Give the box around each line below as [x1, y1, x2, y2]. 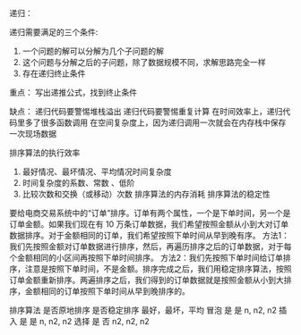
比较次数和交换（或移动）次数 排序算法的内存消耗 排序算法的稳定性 [21, 188, 271, 199]
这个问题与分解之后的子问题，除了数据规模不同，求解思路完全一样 [21, 57, 266, 67]
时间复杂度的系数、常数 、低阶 [21, 178, 135, 188]
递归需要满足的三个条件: [9, 27, 99, 38]
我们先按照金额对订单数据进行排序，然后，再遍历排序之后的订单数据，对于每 [9, 241, 292, 252]
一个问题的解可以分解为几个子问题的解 [21, 46, 164, 56]
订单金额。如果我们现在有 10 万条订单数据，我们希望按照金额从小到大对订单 [9, 219, 289, 230]
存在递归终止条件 [21, 68, 86, 79]
